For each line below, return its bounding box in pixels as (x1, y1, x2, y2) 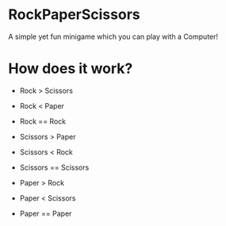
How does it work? (8, 59, 133, 78)
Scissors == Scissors (19, 163, 90, 172)
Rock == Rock (19, 117, 66, 126)
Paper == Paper (19, 209, 72, 218)
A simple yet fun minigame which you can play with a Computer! (8, 32, 219, 41)
